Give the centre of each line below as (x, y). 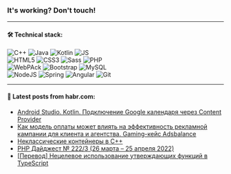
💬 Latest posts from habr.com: (51, 97)
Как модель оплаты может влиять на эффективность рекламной (112, 127)
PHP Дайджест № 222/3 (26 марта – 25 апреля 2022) (95, 148)
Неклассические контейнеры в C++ (70, 141)
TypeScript (33, 163)
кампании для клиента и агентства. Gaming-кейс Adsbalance (107, 133)
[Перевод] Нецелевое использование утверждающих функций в (112, 155)
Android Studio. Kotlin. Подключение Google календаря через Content (119, 111)
